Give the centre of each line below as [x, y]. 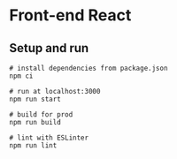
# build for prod [41, 115]
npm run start [35, 99]
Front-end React [70, 15]
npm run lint [33, 146]
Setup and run [49, 48]
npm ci [21, 76]
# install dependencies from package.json [88, 68]
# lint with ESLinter [49, 138]
